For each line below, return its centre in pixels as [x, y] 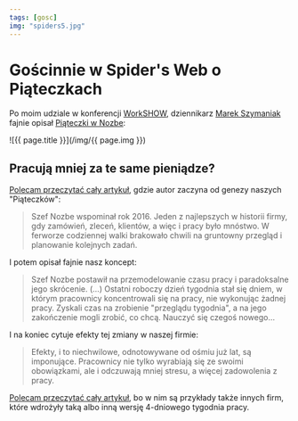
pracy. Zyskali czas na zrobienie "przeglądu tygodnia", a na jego [149, 308]
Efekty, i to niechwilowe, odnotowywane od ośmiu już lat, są [141, 352]
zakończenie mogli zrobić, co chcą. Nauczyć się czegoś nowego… [153, 318]
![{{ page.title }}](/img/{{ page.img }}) [78, 140]
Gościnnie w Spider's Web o [115, 70]
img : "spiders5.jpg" [48, 26]
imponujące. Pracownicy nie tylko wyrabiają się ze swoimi [137, 361]
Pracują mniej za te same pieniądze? [112, 168]
